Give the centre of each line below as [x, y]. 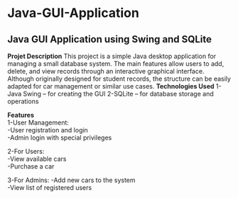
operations [23, 101]
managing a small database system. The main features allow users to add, [116, 64]
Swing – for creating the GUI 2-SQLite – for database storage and [119, 94]
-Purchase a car [31, 166]
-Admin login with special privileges [60, 137]
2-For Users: [26, 151]
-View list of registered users [50, 188]
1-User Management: [38, 123]
